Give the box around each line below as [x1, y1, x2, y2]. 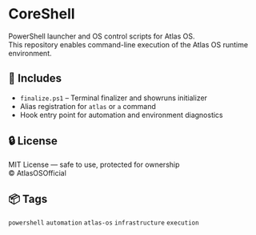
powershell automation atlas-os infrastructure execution [8, 219, 199, 227]
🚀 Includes [8, 71, 62, 85]
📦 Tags [8, 192, 48, 205]
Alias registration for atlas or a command [19, 101, 156, 111]
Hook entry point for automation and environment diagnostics [19, 110, 223, 120]
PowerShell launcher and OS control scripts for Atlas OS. [8, 31, 195, 41]
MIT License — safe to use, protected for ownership [8, 160, 180, 169]
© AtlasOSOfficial [8, 168, 66, 177]
